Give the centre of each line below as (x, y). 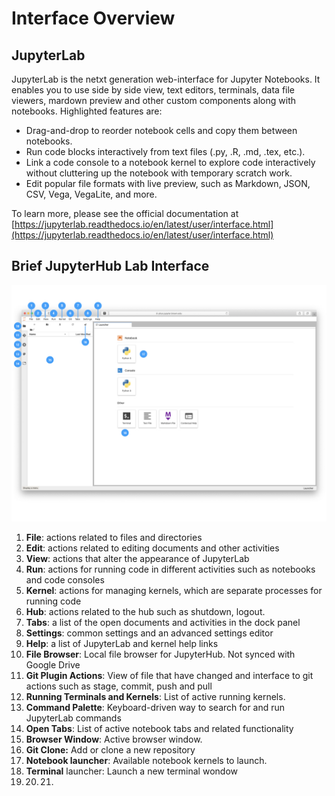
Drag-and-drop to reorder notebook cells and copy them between (161, 130)
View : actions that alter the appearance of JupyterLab (137, 558)
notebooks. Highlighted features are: (87, 111)
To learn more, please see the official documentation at (125, 213)
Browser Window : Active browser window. (114, 739)
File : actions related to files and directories (114, 537)
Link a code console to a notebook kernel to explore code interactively (170, 162)
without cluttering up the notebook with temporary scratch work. (159, 173)
